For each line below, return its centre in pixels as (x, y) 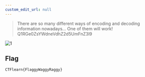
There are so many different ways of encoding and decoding (78, 23)
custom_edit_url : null (28, 10)
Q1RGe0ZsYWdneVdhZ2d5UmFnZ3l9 (55, 34)
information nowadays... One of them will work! (65, 29)
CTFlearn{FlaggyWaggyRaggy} (34, 70)
